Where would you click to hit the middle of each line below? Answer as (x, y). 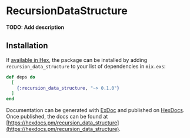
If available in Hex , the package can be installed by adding (77, 60)
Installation (27, 46)
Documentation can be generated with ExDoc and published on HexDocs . (95, 110)
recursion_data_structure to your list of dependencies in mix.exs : (86, 66)
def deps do (21, 77)
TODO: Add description (35, 27)
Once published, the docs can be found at (57, 117)
